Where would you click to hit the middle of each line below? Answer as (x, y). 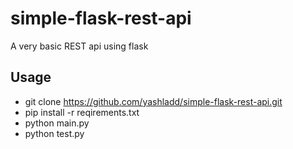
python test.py (54, 133)
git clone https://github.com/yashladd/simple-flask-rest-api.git (153, 101)
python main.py (57, 123)
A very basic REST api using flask (79, 46)
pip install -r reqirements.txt (82, 112)
